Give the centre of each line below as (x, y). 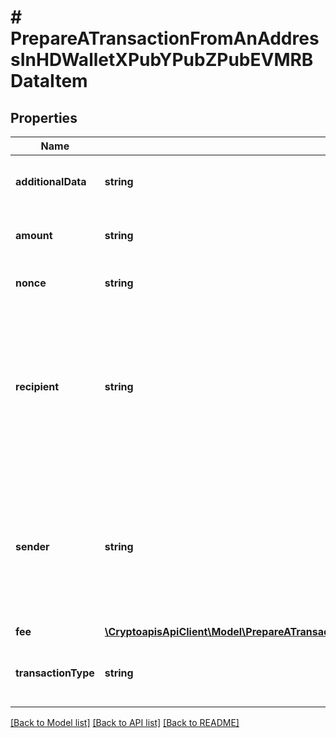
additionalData (51, 181)
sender (32, 546)
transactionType (55, 673)
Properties (44, 117)
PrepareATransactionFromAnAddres (165, 38)
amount (34, 235)
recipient (37, 386)
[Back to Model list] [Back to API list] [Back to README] (125, 722)
